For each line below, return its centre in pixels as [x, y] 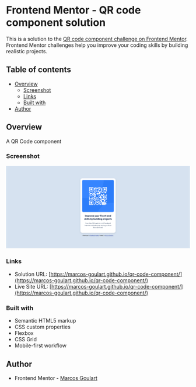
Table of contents [38, 70]
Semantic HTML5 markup [45, 321]
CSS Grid [25, 340]
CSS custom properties [43, 327]
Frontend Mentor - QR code [73, 10]
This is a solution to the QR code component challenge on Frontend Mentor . [97, 39]
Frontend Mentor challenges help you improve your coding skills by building [97, 45]
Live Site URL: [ [33, 286]
